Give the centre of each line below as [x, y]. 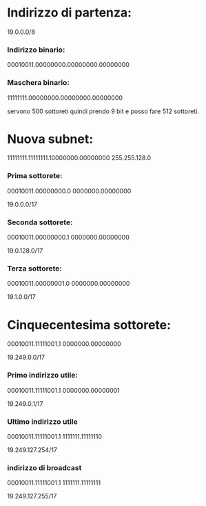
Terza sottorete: [34, 269]
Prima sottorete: [35, 176]
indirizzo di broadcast [44, 467]
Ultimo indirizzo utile [42, 421]
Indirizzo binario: [36, 50]
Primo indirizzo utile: [42, 376]
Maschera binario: [39, 83]
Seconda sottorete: [40, 222]
